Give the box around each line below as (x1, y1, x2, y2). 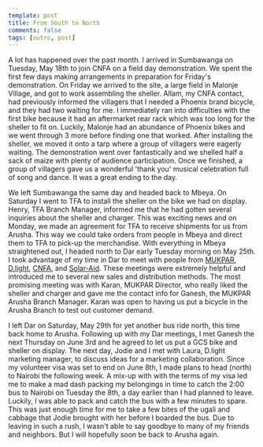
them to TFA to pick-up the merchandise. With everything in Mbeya (8, 239, 226, 248)
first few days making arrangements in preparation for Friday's (8, 72, 211, 81)
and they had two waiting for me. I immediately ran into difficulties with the (8, 106, 250, 115)
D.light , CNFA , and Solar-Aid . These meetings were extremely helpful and (8, 264, 246, 273)
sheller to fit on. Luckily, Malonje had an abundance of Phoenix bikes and (8, 122, 246, 132)
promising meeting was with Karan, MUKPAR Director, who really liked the (8, 280, 248, 290)
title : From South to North (8, 19, 101, 27)
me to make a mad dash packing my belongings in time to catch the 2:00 (8, 380, 245, 389)
